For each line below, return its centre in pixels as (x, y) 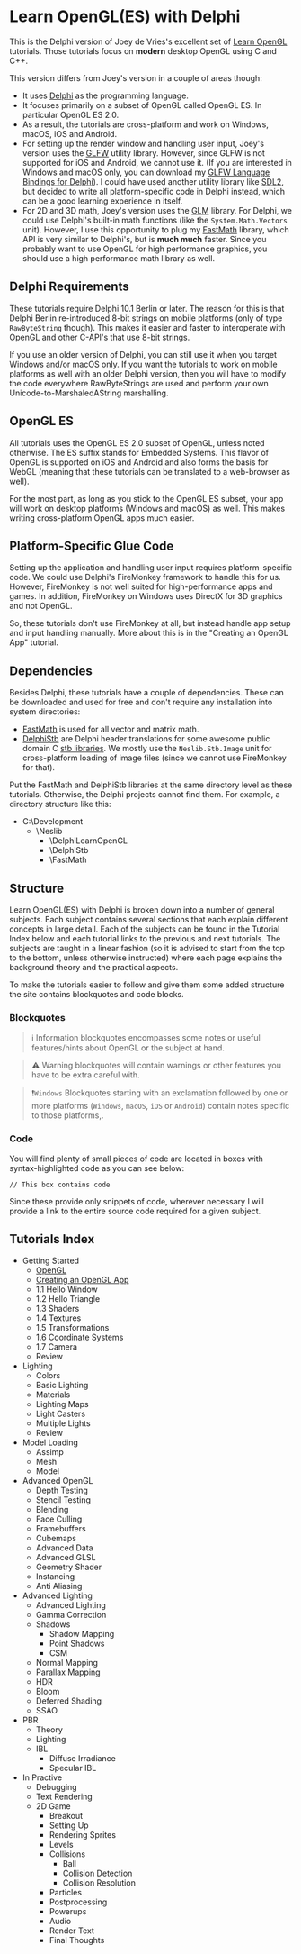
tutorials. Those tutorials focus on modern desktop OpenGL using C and (143, 50)
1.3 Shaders (58, 1309)
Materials (53, 1395)
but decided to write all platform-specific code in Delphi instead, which (154, 191)
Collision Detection (97, 1873)
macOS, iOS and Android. (70, 133)
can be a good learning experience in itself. (102, 201)
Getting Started (50, 1261)
